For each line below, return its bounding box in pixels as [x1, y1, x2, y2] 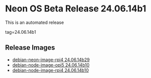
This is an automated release [5, 19, 64, 25]
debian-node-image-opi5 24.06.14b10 [12, 62, 90, 68]
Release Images [5, 43, 55, 52]
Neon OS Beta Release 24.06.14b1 [5, 3, 147, 14]
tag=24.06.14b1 [5, 29, 36, 35]
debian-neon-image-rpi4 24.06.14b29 [12, 57, 90, 63]
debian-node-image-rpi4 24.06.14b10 [12, 67, 89, 73]
